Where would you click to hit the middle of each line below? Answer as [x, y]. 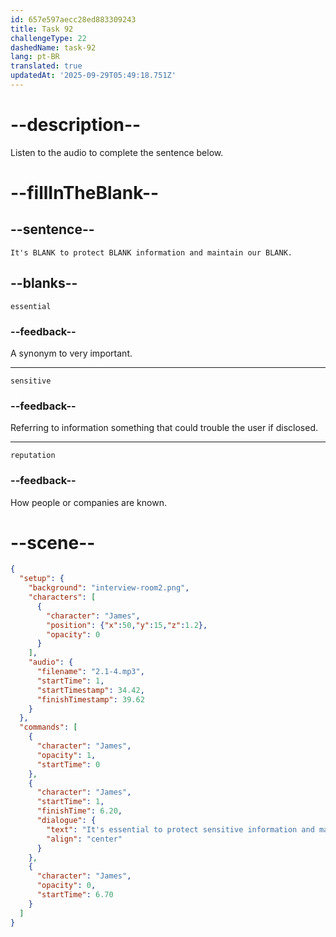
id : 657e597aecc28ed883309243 [73, 19]
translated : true [46, 66]
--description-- [76, 125]
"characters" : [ [62, 597]
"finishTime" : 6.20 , [79, 811]
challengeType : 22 [48, 38]
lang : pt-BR [35, 57]
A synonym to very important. [71, 353]
